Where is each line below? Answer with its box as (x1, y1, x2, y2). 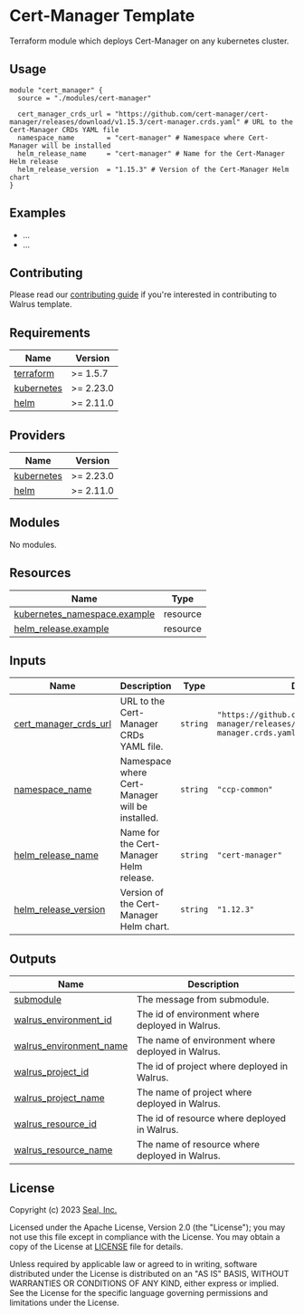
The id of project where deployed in (137, 1061, 289, 1073)
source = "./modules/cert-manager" (17, 93, 152, 102)
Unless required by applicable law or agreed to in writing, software (9, 1259, 258, 1270)
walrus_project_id (14, 1066, 89, 1079)
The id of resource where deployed (137, 1112, 287, 1125)
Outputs (9, 951, 57, 966)
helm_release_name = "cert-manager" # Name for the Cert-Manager (17, 149, 285, 158)
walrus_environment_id (14, 1013, 112, 1026)
